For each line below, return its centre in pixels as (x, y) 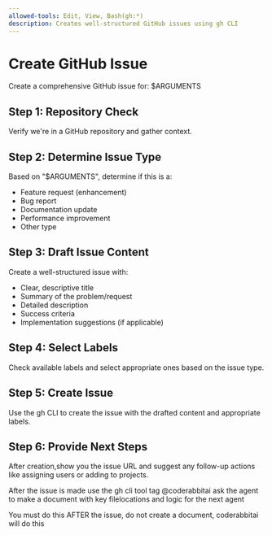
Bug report (38, 201)
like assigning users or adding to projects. (79, 475)
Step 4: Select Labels (63, 348)
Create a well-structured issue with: (68, 272)
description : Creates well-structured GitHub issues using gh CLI (123, 24)
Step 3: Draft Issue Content (79, 252)
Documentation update (59, 210)
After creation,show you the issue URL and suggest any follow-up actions (132, 466)
